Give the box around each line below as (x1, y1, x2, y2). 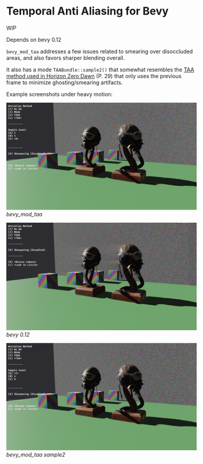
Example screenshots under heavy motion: (6, 90, 113, 98)
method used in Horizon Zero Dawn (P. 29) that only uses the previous (6, 72, 182, 79)
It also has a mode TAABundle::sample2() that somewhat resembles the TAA (6, 65, 195, 73)
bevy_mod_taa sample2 (6, 451, 65, 459)
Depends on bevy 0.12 (6, 36, 62, 43)
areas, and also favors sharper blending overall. (6, 54, 125, 61)
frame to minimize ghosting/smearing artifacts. (6, 79, 123, 86)
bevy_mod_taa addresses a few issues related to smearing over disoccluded (6, 47, 193, 55)
